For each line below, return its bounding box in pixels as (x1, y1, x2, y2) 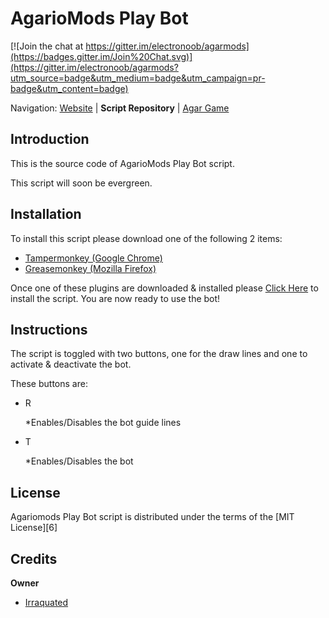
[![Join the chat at (10, 40, 84, 52)
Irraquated (24, 597, 69, 608)
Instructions (10, 321, 88, 338)
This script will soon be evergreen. (10, 177, 153, 189)
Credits (10, 550, 58, 567)
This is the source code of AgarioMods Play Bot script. (10, 157, 235, 169)
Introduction (10, 131, 90, 148)
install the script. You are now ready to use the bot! (10, 292, 221, 304)
